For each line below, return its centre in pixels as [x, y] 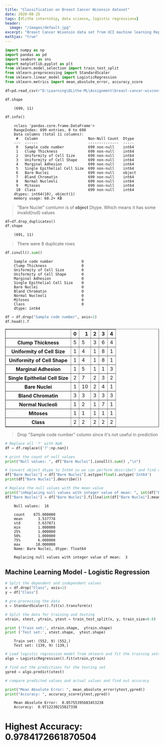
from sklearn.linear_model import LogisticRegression [61, 78]
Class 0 [49, 304]
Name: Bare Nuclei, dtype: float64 [50, 549]
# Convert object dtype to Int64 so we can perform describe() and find [81, 470]
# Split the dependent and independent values [53, 584]
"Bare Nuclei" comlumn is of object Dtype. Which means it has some [86, 207]
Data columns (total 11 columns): [49, 134]
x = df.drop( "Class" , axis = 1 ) [36, 588]
